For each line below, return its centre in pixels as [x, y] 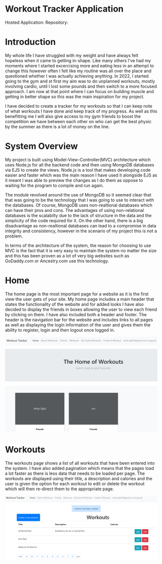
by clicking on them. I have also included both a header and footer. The [76, 314]
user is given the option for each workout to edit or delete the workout [75, 483]
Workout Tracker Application [64, 9]
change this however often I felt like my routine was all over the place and [78, 71]
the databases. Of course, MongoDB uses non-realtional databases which [79, 205]
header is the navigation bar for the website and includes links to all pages [79, 320]
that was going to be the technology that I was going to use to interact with [80, 200]
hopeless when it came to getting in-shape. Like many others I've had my [78, 60]
